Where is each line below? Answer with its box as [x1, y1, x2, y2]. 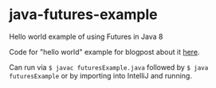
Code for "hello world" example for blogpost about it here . [9, 47, 200, 56]
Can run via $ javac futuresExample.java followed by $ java [9, 62, 209, 72]
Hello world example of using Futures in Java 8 [9, 32, 163, 41]
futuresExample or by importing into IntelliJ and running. [9, 71, 192, 80]
